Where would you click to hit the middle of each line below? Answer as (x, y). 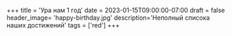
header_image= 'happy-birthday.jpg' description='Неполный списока (108, 18)
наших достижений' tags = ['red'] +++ (63, 25)
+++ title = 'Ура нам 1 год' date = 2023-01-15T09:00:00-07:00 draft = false (116, 10)
